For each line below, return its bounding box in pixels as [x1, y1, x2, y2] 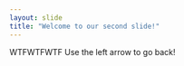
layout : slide [9, 13, 63, 23]
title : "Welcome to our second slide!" [9, 22, 160, 31]
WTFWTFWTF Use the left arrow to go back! [9, 46, 176, 57]
